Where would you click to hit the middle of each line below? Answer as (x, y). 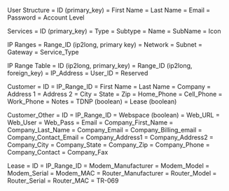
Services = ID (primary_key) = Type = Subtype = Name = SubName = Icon (114, 31)
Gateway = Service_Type (43, 52)
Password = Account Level (46, 17)
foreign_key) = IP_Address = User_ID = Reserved (78, 73)
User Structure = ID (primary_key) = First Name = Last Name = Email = (109, 10)
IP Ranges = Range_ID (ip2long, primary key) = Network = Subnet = (105, 44)
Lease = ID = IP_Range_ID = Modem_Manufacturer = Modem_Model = (109, 166)
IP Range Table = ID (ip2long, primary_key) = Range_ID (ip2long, (100, 65)
